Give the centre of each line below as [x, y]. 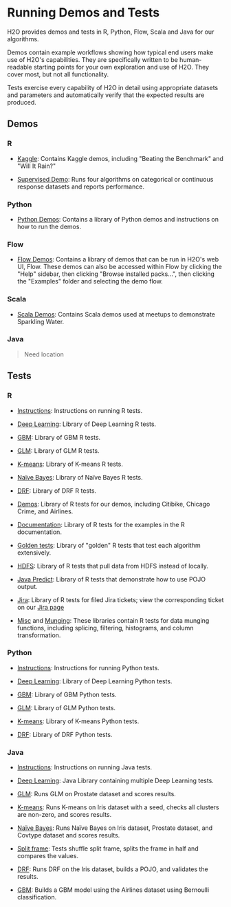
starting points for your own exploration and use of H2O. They [121, 67]
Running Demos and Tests [84, 13]
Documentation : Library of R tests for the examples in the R [101, 524]
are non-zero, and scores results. [64, 815]
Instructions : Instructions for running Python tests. [88, 668]
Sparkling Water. [41, 321]
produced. [22, 102]
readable [20, 67]
